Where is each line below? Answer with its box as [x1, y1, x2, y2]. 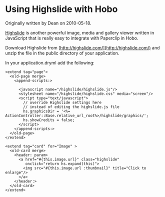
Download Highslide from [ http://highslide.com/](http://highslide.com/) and [5, 44, 160, 50]
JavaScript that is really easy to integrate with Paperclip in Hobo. [5, 35, 138, 41]
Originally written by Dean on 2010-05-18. [5, 20, 91, 26]
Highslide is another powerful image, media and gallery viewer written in [5, 29, 154, 35]
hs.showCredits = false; [23, 117, 75, 122]
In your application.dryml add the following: [5, 59, 95, 65]
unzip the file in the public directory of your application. [5, 50, 119, 56]
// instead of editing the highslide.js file [23, 104, 120, 109]
